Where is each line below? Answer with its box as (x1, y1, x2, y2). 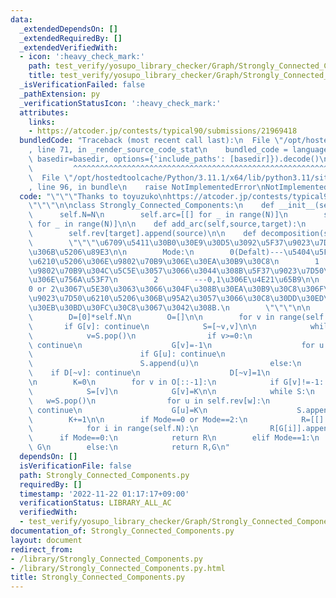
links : (28, 117, 56, 127)
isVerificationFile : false (19, 461, 132, 471)
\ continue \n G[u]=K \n (28, 405, 208, 415)
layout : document (10, 535, 83, 545)
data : (10, 14, 33, 25)
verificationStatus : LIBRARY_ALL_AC (19, 498, 172, 508)
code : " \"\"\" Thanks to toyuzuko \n (19, 191, 168, 201)
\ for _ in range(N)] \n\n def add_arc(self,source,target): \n (28, 219, 307, 230)
